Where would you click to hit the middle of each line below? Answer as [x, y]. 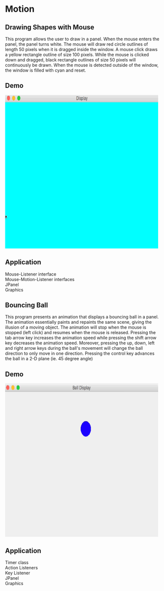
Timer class [17, 563]
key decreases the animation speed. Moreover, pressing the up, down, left [80, 343]
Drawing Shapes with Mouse [50, 27]
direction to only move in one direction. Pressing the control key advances [80, 353]
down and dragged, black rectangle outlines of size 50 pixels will [70, 60]
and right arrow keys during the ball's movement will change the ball [74, 348]
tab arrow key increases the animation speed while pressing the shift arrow [81, 338]
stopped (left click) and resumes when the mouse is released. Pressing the [80, 333]
